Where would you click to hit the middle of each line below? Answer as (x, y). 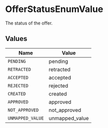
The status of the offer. (29, 23)
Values (16, 39)
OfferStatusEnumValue (54, 9)
